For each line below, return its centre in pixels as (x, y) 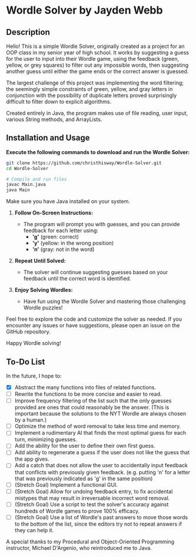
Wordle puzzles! (43, 308)
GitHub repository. (29, 332)
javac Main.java (26, 185)
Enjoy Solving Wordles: (44, 290)
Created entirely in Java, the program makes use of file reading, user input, (97, 113)
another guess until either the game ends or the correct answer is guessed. (97, 71)
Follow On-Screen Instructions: (54, 213)
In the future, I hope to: (34, 376)
